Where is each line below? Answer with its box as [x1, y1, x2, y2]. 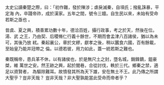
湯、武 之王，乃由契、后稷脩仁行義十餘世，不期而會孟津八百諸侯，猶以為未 [5, 34, 159, 39]
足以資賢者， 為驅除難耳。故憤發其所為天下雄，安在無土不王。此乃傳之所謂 [5, 69, 159, 74]
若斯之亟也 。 [5, 17, 33, 22]
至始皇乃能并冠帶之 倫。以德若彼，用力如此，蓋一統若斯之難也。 [5, 46, 137, 51]
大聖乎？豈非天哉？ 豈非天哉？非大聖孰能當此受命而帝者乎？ [5, 75, 128, 81]
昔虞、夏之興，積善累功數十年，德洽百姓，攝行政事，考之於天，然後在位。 [5, 27, 157, 33]
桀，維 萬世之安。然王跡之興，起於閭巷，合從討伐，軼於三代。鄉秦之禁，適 [5, 62, 159, 68]
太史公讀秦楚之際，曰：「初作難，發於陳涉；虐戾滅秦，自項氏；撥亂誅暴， [5, 4, 155, 10]
